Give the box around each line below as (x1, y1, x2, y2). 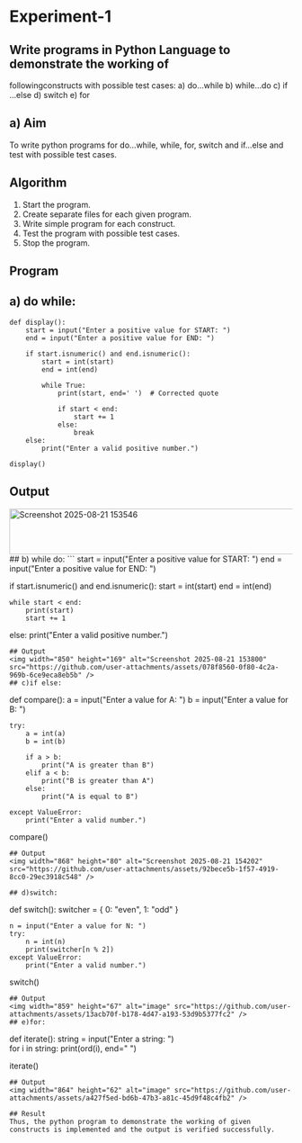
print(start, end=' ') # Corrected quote (57, 389, 219, 398)
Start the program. (22, 199, 92, 210)
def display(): (9, 318, 67, 327)
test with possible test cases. (9, 148, 117, 159)
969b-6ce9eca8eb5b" (9, 670, 83, 679)
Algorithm (9, 175, 67, 191)
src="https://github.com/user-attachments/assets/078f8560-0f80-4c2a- (9, 662, 280, 671)
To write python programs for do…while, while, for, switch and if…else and (9, 139, 284, 150)
